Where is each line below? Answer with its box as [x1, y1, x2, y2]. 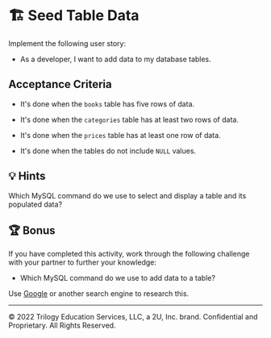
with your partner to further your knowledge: [8, 257, 157, 267]
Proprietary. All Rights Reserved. [8, 320, 116, 331]
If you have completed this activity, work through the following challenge [8, 249, 250, 259]
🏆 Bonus [8, 223, 56, 237]
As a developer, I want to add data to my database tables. [19, 54, 211, 64]
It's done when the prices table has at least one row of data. [19, 130, 221, 140]
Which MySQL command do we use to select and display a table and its [8, 190, 247, 200]
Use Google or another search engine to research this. [8, 289, 190, 298]
